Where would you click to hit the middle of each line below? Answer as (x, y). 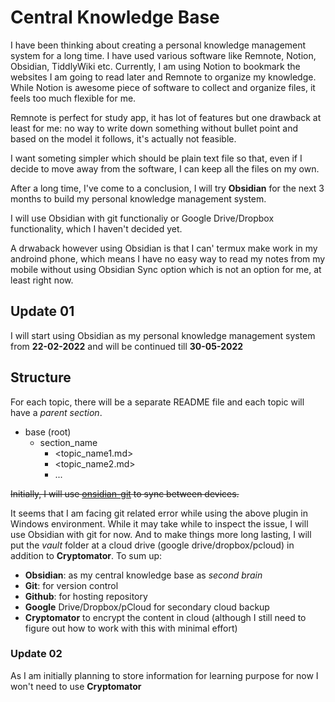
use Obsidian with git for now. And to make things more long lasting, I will (161, 534)
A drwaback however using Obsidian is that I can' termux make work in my (164, 248)
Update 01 (42, 311)
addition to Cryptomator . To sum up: (86, 555)
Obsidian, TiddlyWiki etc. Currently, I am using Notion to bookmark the (155, 66)
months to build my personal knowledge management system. (138, 198)
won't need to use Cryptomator (76, 686)
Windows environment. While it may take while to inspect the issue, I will (159, 523)
